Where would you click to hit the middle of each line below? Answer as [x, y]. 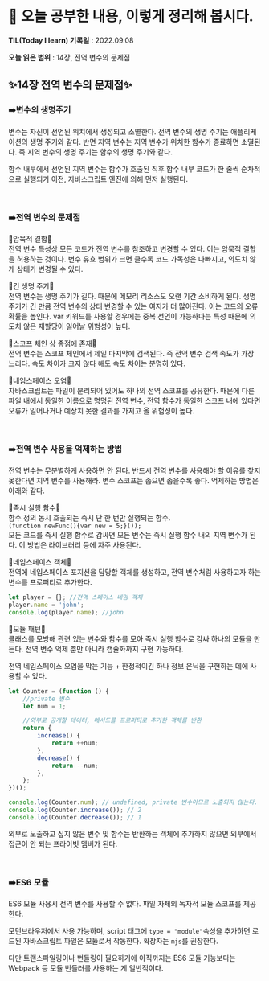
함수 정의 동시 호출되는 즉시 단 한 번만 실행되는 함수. [90, 518]
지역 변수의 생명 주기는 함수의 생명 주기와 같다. [100, 152]
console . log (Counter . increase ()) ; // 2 [75, 810]
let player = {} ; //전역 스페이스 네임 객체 [75, 597]
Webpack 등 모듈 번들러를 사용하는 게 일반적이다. [86, 968]
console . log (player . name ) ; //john [66, 612]
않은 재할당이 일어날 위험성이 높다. [77, 326]
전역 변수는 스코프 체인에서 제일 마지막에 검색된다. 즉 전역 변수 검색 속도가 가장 [131, 353]
